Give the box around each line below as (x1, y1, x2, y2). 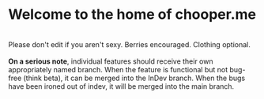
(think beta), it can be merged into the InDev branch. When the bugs (23, 73, 246, 82)
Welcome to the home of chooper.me (8, 5, 257, 24)
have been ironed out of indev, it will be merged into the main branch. (8, 81, 235, 91)
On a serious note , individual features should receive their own (8, 57, 213, 66)
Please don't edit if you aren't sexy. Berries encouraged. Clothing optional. (8, 39, 251, 49)
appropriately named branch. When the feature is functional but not (8, 64, 228, 74)
